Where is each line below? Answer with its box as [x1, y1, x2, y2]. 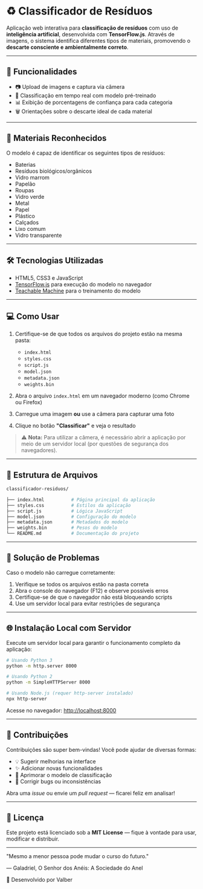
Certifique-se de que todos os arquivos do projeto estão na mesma [14, 331, 182, 338]
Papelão [14, 180, 36, 187]
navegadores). [21, 447, 57, 454]
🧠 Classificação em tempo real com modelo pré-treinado [14, 92, 156, 99]
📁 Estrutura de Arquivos [6, 470, 98, 480]
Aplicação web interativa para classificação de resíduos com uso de [6, 24, 178, 31]
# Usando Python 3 [6, 657, 53, 663]
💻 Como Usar [6, 311, 59, 322]
